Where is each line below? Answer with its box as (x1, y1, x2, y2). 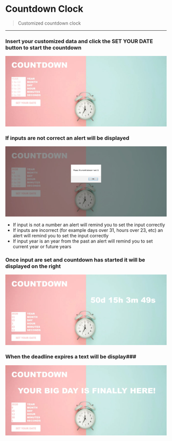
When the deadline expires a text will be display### (5, 353, 137, 360)
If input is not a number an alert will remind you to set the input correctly (12, 222, 165, 228)
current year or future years (12, 244, 72, 250)
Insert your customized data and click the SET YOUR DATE (5, 37, 154, 45)
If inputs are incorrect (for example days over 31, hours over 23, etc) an (12, 227, 163, 233)
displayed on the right (5, 263, 61, 270)
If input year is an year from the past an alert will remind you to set (12, 238, 153, 244)
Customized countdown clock (17, 20, 81, 26)
